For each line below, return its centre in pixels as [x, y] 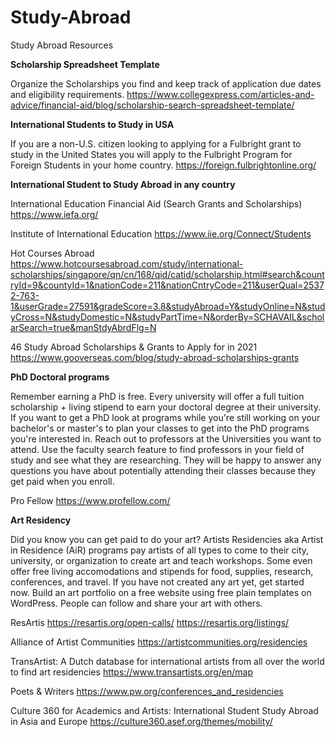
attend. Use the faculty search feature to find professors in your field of [157, 449]
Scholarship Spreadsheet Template [85, 64]
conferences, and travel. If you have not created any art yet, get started [157, 582]
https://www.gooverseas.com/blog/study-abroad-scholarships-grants [155, 357]
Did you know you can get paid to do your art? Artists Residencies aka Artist [167, 539]
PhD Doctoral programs [60, 377]
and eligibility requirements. [67, 94]
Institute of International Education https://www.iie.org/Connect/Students [161, 233]
